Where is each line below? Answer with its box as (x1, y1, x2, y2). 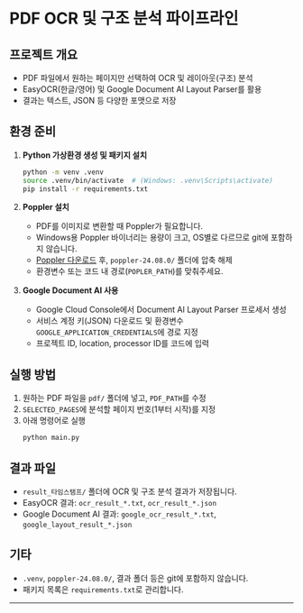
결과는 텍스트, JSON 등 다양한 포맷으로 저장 (22, 96, 177, 105)
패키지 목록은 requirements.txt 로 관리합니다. (22, 583, 184, 595)
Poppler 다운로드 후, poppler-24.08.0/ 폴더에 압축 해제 (35, 254, 233, 266)
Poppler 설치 (22, 202, 69, 213)
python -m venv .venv (22, 168, 104, 177)
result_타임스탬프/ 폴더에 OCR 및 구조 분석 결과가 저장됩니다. (22, 486, 237, 497)
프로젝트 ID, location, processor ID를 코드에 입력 (35, 338, 210, 349)
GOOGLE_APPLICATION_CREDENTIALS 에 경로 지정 (35, 326, 198, 338)
